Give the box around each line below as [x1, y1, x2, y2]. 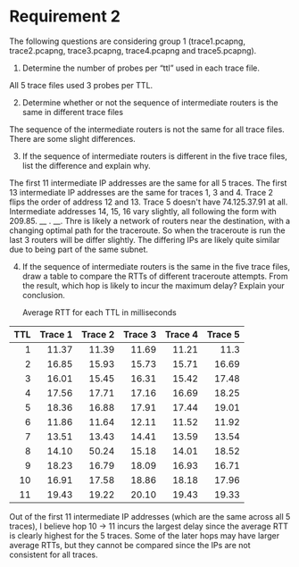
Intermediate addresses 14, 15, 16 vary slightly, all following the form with [9, 205, 277, 216]
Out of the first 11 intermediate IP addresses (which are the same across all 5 [9, 511, 291, 521]
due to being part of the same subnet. [9, 244, 149, 254]
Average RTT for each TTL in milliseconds [21, 306, 177, 318]
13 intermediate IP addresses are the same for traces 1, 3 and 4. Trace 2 [9, 187, 274, 197]
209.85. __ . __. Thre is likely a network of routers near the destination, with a [9, 215, 291, 226]
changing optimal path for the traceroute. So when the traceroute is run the [9, 225, 286, 236]
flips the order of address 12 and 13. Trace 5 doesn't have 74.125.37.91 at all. [9, 196, 288, 207]
